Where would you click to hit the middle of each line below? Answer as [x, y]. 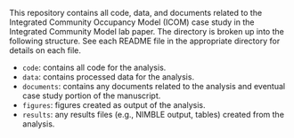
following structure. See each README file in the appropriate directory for [145, 41]
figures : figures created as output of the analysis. [114, 105]
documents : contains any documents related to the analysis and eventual [154, 86]
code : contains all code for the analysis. [94, 67]
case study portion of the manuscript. [91, 96]
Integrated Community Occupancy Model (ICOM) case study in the [132, 22]
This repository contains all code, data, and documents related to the [136, 13]
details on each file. [45, 50]
